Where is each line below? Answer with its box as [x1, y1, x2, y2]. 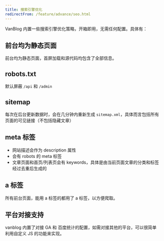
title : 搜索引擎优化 [5, 7, 43, 12]
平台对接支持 [5, 211, 44, 219]
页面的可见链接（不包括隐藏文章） [5, 117, 74, 123]
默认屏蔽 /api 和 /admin [5, 84, 52, 89]
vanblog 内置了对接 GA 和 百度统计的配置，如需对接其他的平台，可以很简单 [5, 224, 157, 230]
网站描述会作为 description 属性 [12, 147, 76, 153]
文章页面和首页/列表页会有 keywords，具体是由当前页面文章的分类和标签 [12, 159, 159, 165]
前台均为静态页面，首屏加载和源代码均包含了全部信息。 [5, 55, 117, 61]
